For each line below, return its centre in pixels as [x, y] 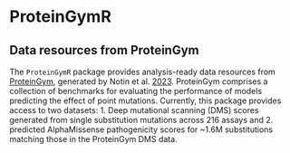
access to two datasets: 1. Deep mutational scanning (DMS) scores [134, 110]
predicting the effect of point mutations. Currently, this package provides [145, 100]
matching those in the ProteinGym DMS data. [94, 139]
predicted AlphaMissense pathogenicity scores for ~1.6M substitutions [141, 129]
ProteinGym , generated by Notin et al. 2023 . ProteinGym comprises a [139, 81]
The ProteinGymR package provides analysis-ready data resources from [143, 72]
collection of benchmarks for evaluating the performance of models [136, 91]
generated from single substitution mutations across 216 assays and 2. [141, 120]
